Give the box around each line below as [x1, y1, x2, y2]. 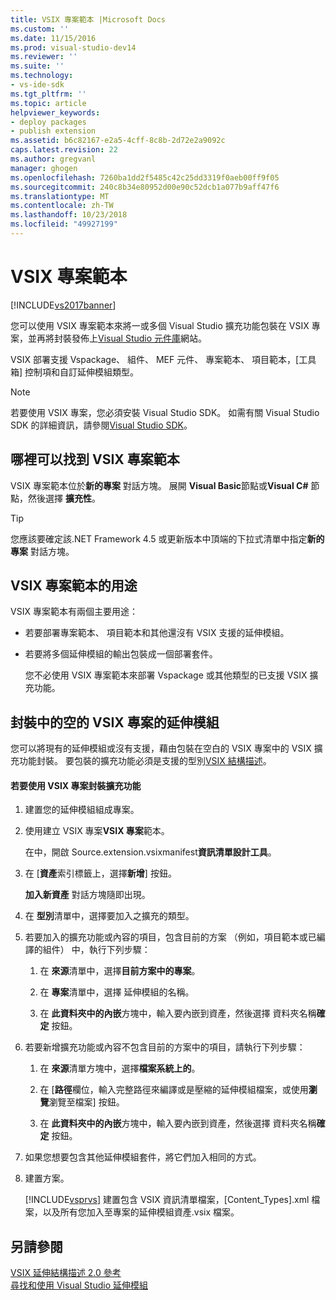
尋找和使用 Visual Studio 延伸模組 [10, 1279, 148, 1291]
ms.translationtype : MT [10, 191, 110, 201]
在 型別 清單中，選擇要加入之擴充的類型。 [24, 910, 195, 922]
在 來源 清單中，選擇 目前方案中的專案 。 [39, 965, 201, 977]
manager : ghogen [10, 163, 78, 173]
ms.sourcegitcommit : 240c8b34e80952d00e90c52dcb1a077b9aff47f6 [10, 182, 280, 192]
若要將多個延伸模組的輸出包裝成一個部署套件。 [24, 648, 218, 660]
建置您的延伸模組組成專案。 [24, 804, 140, 816]
